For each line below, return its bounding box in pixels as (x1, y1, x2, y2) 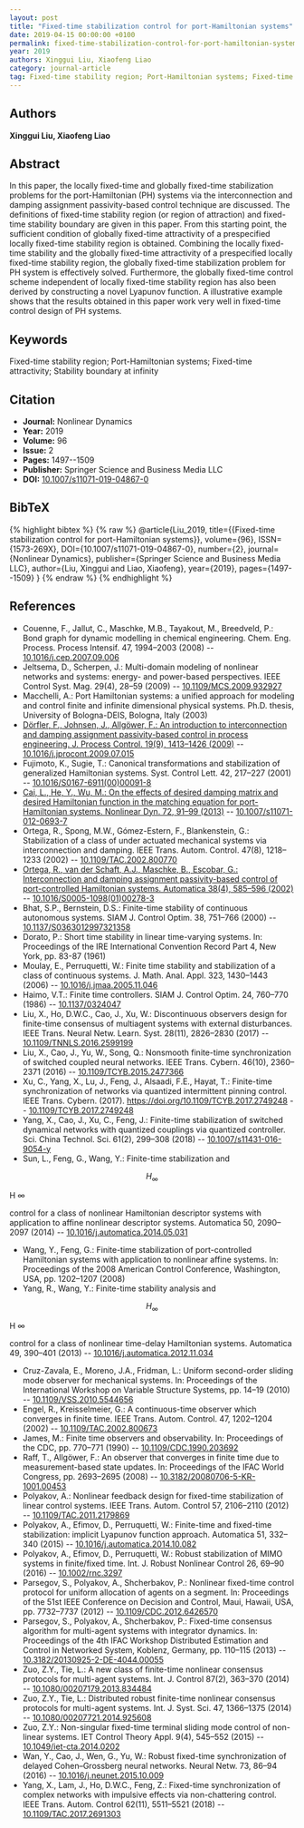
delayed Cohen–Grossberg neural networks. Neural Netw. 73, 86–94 (22, 1761, 278, 1772)
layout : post (9, 13, 59, 23)
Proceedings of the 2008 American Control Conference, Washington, (22, 1264, 280, 1275)
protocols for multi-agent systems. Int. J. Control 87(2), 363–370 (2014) (22, 1674, 290, 1685)
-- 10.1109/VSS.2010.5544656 (22, 1394, 134, 1405)
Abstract (9, 156, 61, 171)
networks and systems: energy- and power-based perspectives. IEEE (22, 670, 281, 681)
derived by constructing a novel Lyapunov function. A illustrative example (9, 287, 283, 298)
